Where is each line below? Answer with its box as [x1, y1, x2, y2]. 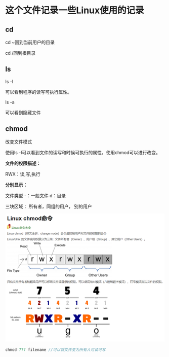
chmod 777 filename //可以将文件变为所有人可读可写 [5, 347, 106, 352]
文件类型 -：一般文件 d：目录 [5, 192, 66, 198]
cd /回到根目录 [5, 50, 36, 56]
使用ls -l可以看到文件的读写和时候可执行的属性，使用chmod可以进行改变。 [5, 149, 161, 155]
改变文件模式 [5, 138, 32, 145]
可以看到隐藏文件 [5, 110, 41, 116]
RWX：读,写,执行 [5, 171, 40, 177]
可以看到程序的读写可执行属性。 [5, 89, 72, 95]
